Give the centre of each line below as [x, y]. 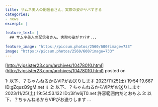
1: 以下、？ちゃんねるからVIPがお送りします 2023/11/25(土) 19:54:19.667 [79, 81]
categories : [17, 14]
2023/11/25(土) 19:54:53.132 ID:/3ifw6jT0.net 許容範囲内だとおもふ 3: [76, 93]
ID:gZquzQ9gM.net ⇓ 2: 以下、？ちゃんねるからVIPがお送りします [73, 87]
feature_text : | [22, 33]
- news [12, 19]
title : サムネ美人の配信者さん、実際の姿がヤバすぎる [54, 10]
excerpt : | [16, 24]
